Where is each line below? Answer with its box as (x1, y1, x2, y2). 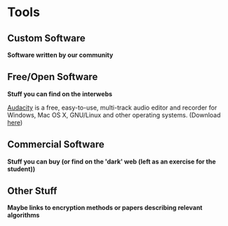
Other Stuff (7, 185, 58, 197)
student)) (7, 164, 36, 173)
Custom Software (7, 32, 86, 44)
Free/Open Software (7, 71, 98, 83)
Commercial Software (7, 138, 105, 151)
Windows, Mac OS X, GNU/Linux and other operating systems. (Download (7, 110, 221, 119)
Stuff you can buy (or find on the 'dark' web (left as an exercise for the (7, 157, 216, 166)
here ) (7, 118, 23, 126)
